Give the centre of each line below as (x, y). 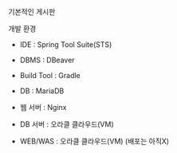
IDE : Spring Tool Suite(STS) (66, 45)
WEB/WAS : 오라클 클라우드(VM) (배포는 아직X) (94, 141)
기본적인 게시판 (32, 12)
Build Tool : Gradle (50, 75)
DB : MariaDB (42, 91)
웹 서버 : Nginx (43, 107)
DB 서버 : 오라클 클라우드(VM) (67, 124)
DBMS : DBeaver (47, 60)
